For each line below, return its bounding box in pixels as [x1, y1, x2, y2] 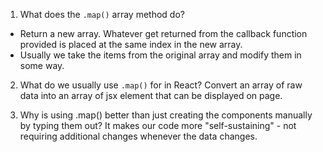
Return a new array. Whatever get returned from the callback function [19, 28, 308, 39]
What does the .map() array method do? [19, 9, 185, 20]
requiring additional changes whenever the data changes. [19, 130, 258, 142]
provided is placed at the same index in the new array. [19, 39, 243, 50]
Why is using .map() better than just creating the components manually [19, 109, 313, 121]
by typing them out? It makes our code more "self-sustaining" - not [19, 120, 297, 131]
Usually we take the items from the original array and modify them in [19, 49, 302, 61]
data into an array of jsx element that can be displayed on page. [19, 90, 283, 101]
